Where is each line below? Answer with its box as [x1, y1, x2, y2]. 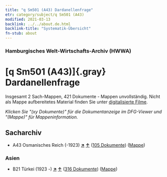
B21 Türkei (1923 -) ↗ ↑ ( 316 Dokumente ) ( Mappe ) [12, 166, 118, 172]
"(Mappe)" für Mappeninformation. [5, 114, 78, 120]
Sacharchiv [5, 129, 42, 137]
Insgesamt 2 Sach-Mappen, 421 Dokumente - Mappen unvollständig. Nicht [5, 93, 160, 99]
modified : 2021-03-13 [5, 17, 51, 22]
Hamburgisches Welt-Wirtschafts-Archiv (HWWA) [5, 47, 132, 54]
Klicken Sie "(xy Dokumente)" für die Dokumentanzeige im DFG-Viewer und [5, 108, 162, 114]
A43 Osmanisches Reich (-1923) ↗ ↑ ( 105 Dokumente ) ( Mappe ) [12, 142, 145, 148]
